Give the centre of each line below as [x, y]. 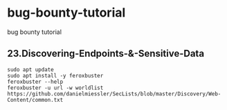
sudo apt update [30, 70]
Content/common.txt [35, 100]
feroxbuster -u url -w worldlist [55, 88]
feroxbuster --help [35, 82]
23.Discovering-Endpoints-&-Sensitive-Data [106, 54]
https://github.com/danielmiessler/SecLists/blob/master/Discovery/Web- [114, 94]
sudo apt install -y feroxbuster [55, 75]
